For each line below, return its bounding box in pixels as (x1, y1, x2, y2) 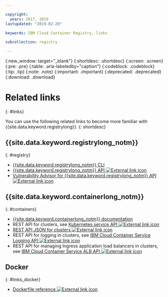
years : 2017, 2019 (10, 16, 49, 22)
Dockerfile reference (12, 286, 56, 292)
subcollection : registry (5, 40, 58, 45)
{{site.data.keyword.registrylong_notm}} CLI (12, 162, 105, 168)
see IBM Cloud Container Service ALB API (12, 248, 100, 254)
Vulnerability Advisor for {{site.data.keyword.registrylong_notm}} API (12, 172, 157, 178)
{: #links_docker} (5, 276, 41, 282)
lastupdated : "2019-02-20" (5, 21, 62, 26)
